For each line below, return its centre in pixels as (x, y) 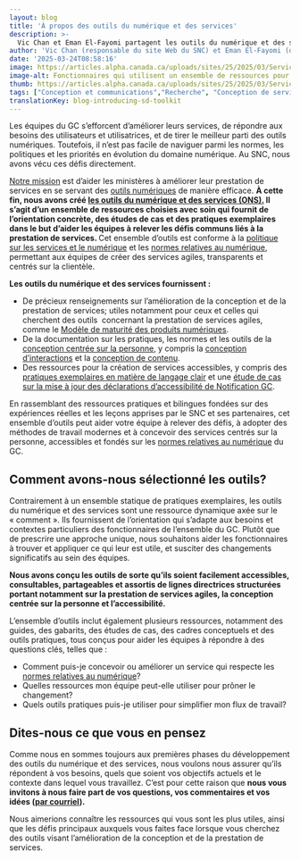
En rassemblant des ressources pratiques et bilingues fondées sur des (139, 404)
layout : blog (33, 17)
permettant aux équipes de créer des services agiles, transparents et (136, 257)
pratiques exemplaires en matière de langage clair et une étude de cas (152, 377)
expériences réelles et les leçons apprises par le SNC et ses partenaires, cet (150, 413)
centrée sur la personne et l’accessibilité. (87, 604)
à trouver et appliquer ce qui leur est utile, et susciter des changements (141, 548)
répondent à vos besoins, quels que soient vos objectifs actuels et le (135, 773)
